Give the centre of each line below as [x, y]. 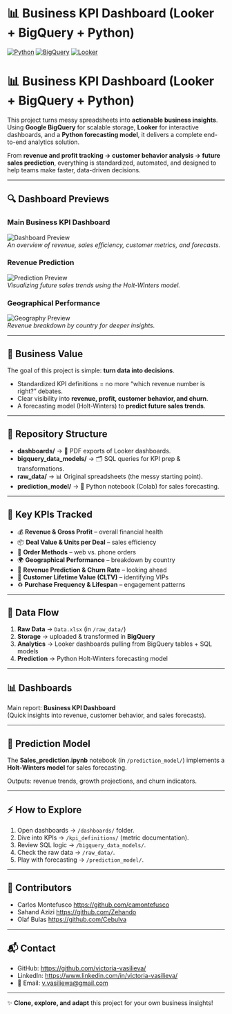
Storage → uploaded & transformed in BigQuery [86, 637]
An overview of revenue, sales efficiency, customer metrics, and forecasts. [114, 245]
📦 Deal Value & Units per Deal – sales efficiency [87, 542]
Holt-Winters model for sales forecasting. [67, 768]
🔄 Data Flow [33, 612]
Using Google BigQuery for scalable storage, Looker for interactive [103, 127]
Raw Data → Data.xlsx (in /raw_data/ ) [71, 629]
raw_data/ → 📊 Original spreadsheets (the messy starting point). [110, 476]
